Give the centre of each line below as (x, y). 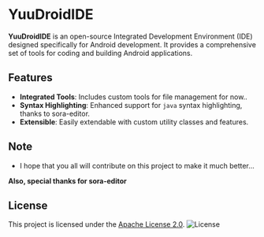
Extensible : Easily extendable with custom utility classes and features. (134, 122)
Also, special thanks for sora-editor (68, 181)
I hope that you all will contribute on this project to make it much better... (137, 165)
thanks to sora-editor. (55, 113)
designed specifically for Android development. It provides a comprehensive (132, 44)
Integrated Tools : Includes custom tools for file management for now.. (134, 97)
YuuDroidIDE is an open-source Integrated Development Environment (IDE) (131, 36)
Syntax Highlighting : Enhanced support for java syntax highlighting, (131, 105)
